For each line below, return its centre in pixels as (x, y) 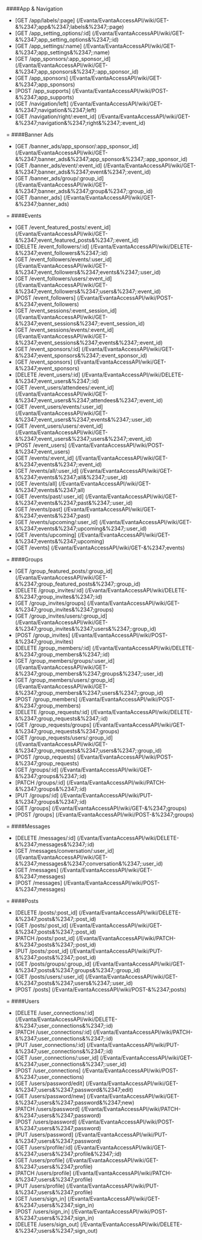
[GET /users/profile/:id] (44, 1147)
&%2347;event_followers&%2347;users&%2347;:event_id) (88, 291)
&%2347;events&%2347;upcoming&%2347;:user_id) (81, 528)
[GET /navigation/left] (42, 104)
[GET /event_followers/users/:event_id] (63, 279)
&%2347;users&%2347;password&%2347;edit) (74, 1090)
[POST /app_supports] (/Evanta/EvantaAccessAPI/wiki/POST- (92, 91)
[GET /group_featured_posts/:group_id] (64, 571)
